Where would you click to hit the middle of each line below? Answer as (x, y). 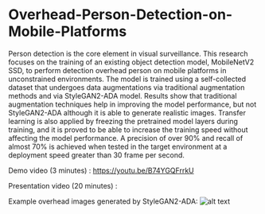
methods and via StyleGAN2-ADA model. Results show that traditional (123, 95)
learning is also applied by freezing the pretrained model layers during (123, 121)
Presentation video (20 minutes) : (63, 185)
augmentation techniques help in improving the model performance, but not (132, 104)
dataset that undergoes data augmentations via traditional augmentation (127, 87)
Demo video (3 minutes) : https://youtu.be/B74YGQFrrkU (101, 170)
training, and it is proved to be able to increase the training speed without (128, 130)
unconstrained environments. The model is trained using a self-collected (127, 79)
